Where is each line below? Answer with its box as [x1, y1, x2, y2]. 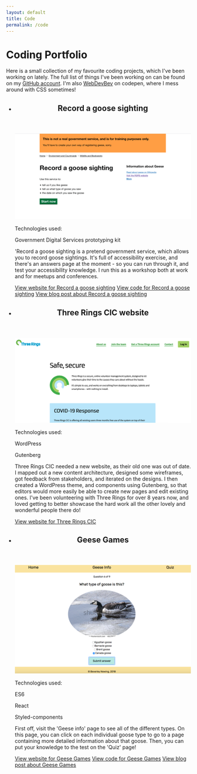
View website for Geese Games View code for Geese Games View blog [14, 755, 186, 762]
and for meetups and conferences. [14, 273, 98, 280]
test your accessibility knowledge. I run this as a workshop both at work [14, 266, 189, 273]
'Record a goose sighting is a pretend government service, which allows [14, 248, 189, 255]
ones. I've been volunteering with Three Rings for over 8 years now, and [14, 494, 189, 501]
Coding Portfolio [6, 48, 88, 61]
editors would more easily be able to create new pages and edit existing [14, 488, 189, 495]
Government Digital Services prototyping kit [14, 236, 121, 243]
